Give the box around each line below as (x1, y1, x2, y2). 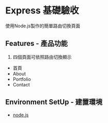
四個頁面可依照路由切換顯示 (12, 54, 72, 60)
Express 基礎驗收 (5, 5, 79, 16)
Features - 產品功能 (5, 39, 68, 48)
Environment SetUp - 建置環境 (5, 98, 103, 107)
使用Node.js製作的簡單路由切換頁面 (5, 23, 81, 29)
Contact (12, 81, 30, 87)
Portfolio (12, 76, 31, 82)
